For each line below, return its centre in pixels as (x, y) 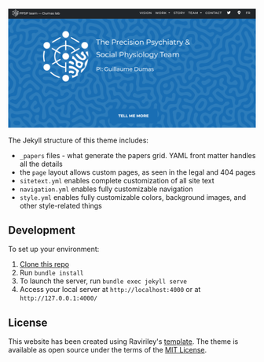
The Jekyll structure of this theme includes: (79, 140)
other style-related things (60, 205)
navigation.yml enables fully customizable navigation (106, 189)
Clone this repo (44, 264)
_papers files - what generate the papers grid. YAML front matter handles (137, 155)
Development (42, 230)
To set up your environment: (54, 249)
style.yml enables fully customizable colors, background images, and (133, 197)
